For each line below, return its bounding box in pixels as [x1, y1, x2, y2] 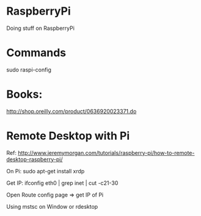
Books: [6, 87, 43, 101]
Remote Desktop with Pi [6, 129, 130, 143]
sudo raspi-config [6, 66, 52, 73]
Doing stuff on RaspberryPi [6, 24, 75, 32]
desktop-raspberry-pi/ [6, 156, 63, 163]
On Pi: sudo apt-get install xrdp [6, 167, 85, 175]
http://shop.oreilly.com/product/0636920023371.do [6, 107, 137, 115]
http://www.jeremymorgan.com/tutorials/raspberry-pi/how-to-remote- [18, 149, 195, 156]
